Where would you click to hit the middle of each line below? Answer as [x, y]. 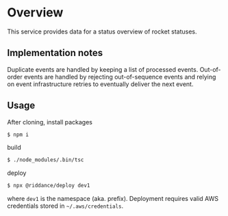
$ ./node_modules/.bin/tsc [46, 160]
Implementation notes [55, 53]
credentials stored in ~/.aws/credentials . [65, 206]
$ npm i [18, 135]
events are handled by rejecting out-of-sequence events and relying [120, 77]
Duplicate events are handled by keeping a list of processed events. [103, 69]
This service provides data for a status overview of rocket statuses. [102, 31]
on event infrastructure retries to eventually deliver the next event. [100, 84]
